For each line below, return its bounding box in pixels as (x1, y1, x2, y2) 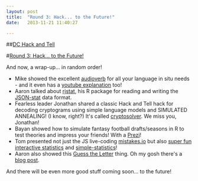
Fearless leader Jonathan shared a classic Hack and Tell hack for (14, 100, 174, 107)
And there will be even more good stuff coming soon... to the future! (6, 168, 171, 175)
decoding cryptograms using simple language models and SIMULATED (14, 107, 188, 114)
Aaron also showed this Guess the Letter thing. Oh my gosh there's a (14, 150, 183, 157)
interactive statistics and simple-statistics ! (14, 144, 118, 151)
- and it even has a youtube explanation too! (14, 81, 122, 88)
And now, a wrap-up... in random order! (6, 64, 102, 71)
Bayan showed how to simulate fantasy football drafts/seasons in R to (14, 125, 184, 133)
